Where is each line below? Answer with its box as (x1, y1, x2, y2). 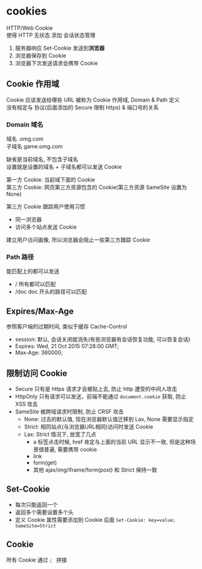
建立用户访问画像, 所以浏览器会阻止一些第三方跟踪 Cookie (6, 236, 151, 243)
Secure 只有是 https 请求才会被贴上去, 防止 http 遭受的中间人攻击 (15, 385, 177, 392)
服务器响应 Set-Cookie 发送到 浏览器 (15, 44, 105, 51)
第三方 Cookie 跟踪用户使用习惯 (6, 203, 86, 210)
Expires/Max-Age (6, 306, 74, 316)
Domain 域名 (6, 120, 44, 128)
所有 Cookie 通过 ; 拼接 (6, 556, 68, 564)
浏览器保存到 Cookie (15, 51, 67, 59)
